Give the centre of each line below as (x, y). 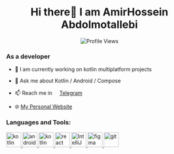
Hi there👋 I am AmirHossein (99, 12)
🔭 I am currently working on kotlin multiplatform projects (83, 69)
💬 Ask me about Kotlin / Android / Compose (68, 81)
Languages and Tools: (38, 123)
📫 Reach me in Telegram (49, 93)
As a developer (28, 56)
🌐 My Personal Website (43, 107)
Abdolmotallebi (99, 25)
